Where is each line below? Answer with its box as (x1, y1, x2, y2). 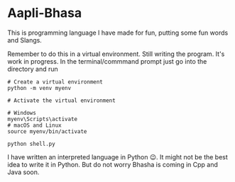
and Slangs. (7, 35, 43, 44)
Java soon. (7, 168, 40, 176)
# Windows (7, 109, 37, 116)
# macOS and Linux (7, 122, 62, 129)
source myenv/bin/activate (7, 127, 87, 135)
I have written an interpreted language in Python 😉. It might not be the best (7, 152, 229, 161)
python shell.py (7, 140, 55, 147)
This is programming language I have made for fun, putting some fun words (7, 28, 229, 37)
